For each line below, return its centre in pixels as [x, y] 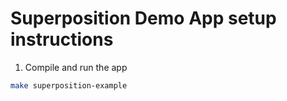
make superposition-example [69, 85]
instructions [62, 39]
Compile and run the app [76, 67]
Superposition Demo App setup [143, 18]
